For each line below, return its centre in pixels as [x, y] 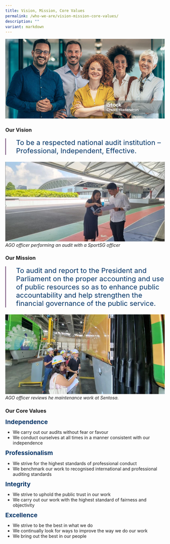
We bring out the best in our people [50, 536]
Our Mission [20, 258]
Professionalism [29, 453]
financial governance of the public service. [86, 303]
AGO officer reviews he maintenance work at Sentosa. [62, 397]
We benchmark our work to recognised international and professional [85, 469]
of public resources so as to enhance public [88, 287]
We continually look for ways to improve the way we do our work [80, 530]
